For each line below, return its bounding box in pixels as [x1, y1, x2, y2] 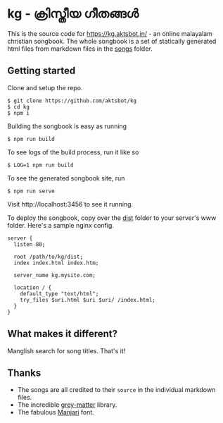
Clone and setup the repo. [7, 83, 83, 92]
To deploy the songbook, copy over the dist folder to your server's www [7, 214, 217, 222]
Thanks [7, 367, 42, 379]
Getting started [7, 65, 76, 77]
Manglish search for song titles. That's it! [7, 346, 126, 355]
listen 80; [13, 240, 46, 248]
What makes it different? [7, 328, 118, 340]
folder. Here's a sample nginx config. [7, 221, 115, 229]
